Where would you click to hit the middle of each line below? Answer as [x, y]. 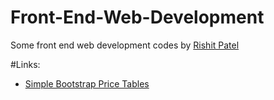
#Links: [25, 64]
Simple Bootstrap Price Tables [87, 83]
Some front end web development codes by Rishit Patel [125, 45]
